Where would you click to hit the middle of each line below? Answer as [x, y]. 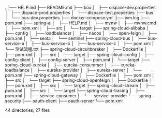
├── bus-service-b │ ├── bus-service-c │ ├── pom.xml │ [93, 43]
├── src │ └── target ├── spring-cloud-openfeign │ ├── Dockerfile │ [79, 80]
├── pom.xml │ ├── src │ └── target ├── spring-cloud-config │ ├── [79, 55]
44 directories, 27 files [28, 110]
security [13, 101]
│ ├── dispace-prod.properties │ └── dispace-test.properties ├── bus [79, 13]
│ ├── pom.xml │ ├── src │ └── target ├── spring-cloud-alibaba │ [77, 28]
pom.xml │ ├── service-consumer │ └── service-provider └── [71, 96]
